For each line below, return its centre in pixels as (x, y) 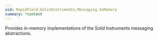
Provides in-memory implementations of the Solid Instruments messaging (79, 28)
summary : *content (24, 14)
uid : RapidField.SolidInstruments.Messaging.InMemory (61, 10)
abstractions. (18, 33)
